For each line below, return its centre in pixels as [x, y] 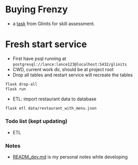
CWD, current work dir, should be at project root [63, 69]
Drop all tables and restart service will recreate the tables [73, 75]
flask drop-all [21, 84]
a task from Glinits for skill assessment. [54, 24]
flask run [16, 89]
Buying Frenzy [36, 9]
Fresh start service [46, 44]
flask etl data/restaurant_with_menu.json [51, 108]
